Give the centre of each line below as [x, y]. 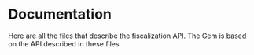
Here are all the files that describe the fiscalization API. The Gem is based [127, 36]
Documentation [60, 14]
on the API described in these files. [65, 43]
